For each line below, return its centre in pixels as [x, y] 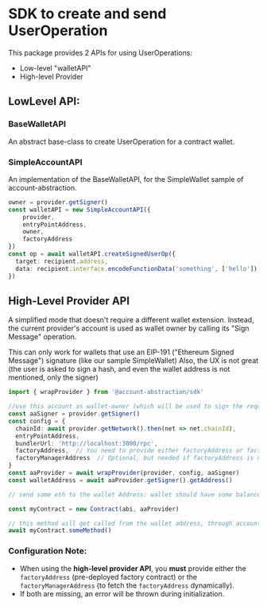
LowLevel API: [44, 101]
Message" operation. [43, 337]
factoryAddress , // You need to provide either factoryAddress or [130, 451]
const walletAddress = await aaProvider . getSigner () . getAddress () [120, 480]
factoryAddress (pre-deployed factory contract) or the [108, 577]
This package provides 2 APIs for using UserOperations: [101, 52]
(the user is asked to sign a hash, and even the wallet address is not [119, 369]
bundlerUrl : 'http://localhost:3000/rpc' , [87, 443]
